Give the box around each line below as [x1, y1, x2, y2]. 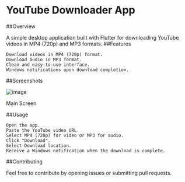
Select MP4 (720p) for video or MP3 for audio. [6, 132, 124, 138]
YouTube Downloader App [6, 3, 135, 17]
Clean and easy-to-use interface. [6, 62, 90, 68]
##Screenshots [6, 77, 43, 84]
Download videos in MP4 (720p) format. [6, 51, 103, 57]
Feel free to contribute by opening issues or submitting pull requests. [6, 169, 172, 176]
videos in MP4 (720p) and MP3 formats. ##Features [6, 40, 131, 47]
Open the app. [6, 122, 41, 128]
